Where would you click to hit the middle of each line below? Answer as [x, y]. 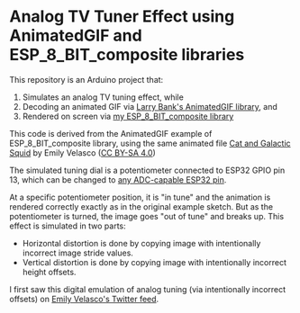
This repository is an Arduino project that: [86, 79]
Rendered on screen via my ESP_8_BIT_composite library [128, 116]
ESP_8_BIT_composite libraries [127, 55]
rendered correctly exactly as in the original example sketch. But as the [141, 206]
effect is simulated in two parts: [68, 226]
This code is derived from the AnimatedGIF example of [111, 133]
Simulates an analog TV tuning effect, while [103, 97]
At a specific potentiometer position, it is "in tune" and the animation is [140, 197]
